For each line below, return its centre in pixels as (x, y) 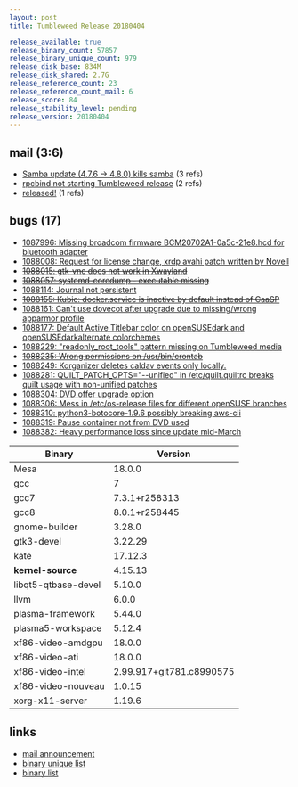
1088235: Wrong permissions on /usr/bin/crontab (112, 356)
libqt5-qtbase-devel (57, 585)
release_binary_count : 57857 (63, 50)
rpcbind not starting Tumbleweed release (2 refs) (112, 184)
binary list (40, 773)
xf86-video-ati (46, 657)
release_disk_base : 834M (55, 67)
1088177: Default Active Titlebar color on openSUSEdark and (133, 327)
